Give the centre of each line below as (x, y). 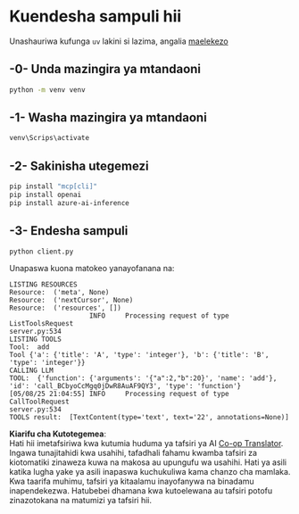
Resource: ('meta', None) (59, 293)
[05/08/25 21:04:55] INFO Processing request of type (119, 394)
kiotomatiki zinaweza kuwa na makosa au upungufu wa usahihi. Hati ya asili (148, 462)
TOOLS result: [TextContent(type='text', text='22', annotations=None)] (149, 418)
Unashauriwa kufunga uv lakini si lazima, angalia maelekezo (119, 41)
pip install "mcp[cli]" (54, 187)
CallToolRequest (39, 402)
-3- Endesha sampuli (69, 231)
